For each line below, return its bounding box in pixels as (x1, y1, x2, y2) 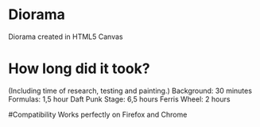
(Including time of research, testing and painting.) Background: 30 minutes (8, 86, 253, 95)
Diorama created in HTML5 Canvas (8, 32, 123, 41)
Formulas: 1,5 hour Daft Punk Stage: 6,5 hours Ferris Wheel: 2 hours (8, 94, 231, 104)
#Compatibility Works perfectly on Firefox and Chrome (8, 110, 188, 119)
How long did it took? (8, 60, 150, 78)
